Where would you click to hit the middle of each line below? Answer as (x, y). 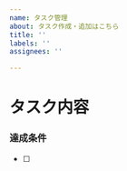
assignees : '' (36, 52)
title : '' (28, 35)
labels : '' (30, 43)
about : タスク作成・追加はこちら (64, 26)
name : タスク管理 (39, 18)
